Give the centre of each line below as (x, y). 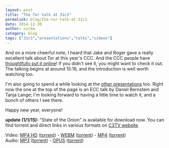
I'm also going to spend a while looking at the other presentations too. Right (84, 84)
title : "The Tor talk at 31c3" (38, 15)
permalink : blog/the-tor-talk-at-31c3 (46, 19)
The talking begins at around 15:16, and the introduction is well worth (77, 68)
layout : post (19, 10)
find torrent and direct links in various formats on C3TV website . (72, 125)
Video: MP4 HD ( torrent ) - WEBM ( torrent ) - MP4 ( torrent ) (66, 135)
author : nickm (20, 29)
